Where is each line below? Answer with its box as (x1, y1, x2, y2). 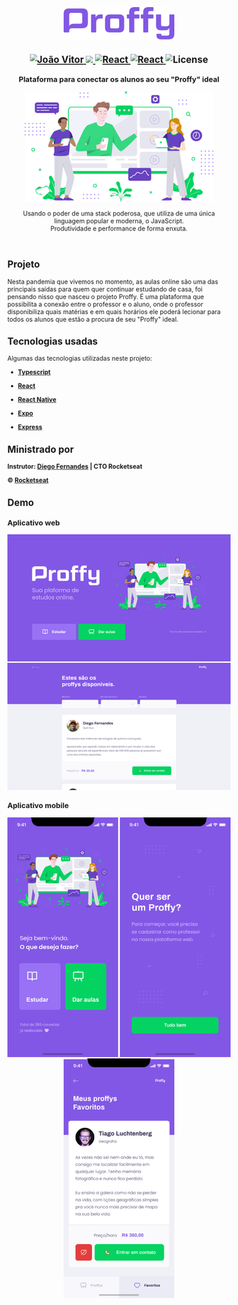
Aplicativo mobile (7, 801, 69, 811)
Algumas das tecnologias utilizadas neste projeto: (7, 354, 152, 363)
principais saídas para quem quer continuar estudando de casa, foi (7, 284, 203, 293)
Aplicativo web (7, 517, 60, 527)
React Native (17, 396, 57, 404)
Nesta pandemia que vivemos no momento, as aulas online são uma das (7, 277, 218, 286)
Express (17, 422, 42, 432)
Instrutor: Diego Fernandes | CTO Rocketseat (7, 462, 143, 471)
